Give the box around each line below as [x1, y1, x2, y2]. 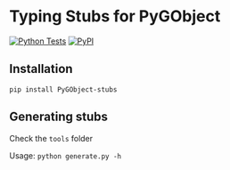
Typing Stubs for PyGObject [9, 6, 221, 27]
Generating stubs [9, 109, 109, 125]
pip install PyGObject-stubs [9, 85, 118, 94]
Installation [9, 61, 73, 77]
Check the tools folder [9, 133, 94, 143]
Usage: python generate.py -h [9, 150, 122, 161]
